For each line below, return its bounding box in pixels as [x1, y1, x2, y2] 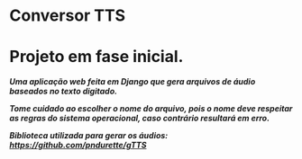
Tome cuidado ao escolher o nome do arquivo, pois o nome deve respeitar [9, 103, 293, 114]
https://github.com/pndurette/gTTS [9, 140, 147, 151]
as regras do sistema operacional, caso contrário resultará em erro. [9, 113, 270, 124]
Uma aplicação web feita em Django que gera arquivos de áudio [9, 76, 256, 87]
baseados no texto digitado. [9, 86, 118, 97]
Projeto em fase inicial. [9, 47, 184, 67]
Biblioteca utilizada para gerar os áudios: [9, 130, 169, 141]
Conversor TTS [9, 5, 126, 26]
